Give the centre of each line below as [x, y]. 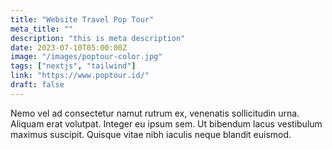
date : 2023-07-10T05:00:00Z [69, 47]
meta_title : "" [42, 29]
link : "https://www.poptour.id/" [80, 76]
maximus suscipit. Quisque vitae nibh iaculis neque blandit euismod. [151, 134]
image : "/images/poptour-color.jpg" [86, 57]
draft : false [37, 85]
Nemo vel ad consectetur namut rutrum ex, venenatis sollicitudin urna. [155, 113]
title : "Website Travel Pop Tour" [82, 19]
